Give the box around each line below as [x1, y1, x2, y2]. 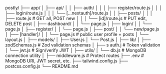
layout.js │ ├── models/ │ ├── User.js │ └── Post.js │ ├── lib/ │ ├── [5, 36, 151, 42]
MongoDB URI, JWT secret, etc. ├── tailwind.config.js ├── [5, 58, 128, 63]
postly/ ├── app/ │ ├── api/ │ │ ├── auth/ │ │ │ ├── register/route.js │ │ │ [5, 5, 162, 10]
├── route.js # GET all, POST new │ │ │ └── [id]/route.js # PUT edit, [5, 15, 147, 21]
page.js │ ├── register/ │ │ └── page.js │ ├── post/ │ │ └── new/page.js [5, 26, 159, 32]
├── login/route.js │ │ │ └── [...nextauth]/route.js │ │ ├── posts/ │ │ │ [5, 10, 153, 16]
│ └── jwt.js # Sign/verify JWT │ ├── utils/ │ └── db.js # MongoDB [5, 47, 146, 53]
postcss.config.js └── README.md [5, 63, 78, 69]
